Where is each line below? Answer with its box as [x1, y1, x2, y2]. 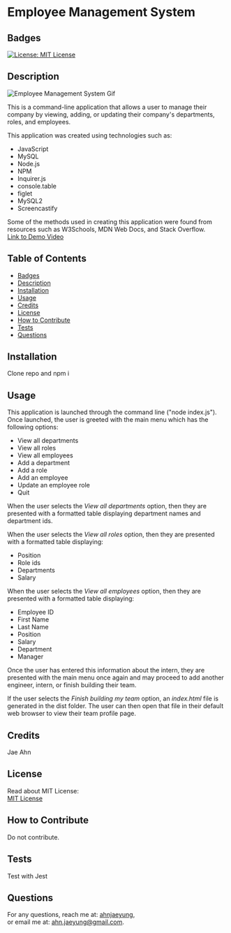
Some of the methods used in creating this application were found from [7, 217, 213, 226]
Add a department [17, 459, 70, 467]
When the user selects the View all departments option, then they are [7, 502, 207, 510]
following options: [7, 423, 59, 432]
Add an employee [17, 473, 68, 482]
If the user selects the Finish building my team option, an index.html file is [7, 694, 218, 703]
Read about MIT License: [7, 786, 79, 795]
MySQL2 [17, 196, 43, 205]
